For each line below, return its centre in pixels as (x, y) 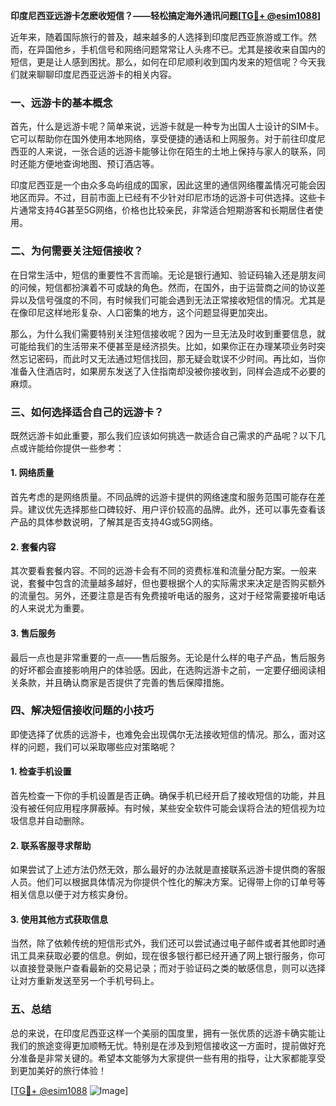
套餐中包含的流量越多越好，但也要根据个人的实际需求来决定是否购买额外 (176, 583)
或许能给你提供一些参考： (71, 448)
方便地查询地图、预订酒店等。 (98, 164)
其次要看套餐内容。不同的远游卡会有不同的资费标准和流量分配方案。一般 (159, 571)
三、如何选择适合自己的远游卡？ (87, 412)
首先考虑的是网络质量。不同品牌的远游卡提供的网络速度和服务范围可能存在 (163, 497)
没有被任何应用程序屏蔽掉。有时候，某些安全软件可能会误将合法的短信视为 (163, 808)
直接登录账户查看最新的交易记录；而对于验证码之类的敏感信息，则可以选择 (172, 968)
